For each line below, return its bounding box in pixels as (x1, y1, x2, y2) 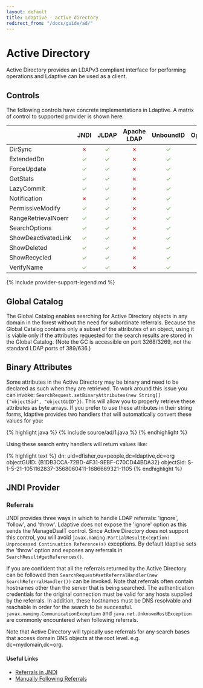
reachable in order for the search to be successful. (6, 604, 133, 611)
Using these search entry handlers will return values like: (6, 440, 148, 447)
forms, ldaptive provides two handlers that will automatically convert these (6, 410, 192, 418)
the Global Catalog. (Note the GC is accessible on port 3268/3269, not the (6, 338, 192, 346)
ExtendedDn (9, 155, 45, 164)
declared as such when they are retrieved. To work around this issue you (6, 384, 187, 392)
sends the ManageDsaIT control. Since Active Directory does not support (6, 527, 189, 535)
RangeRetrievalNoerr (9, 214, 69, 222)
